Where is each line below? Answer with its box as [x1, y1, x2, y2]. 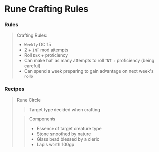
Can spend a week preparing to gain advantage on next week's [24, 68, 154, 74]
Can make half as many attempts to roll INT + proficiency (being [24, 58, 155, 64]
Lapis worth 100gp [36, 141, 75, 147]
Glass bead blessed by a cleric [36, 136, 100, 142]
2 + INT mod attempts [24, 47, 69, 53]
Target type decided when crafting [29, 106, 100, 112]
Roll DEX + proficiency [24, 52, 68, 58]
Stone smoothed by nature [36, 131, 91, 137]
